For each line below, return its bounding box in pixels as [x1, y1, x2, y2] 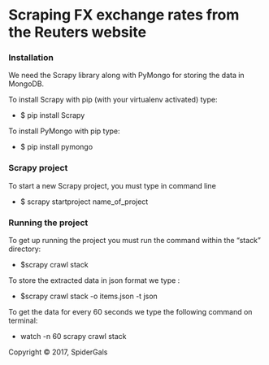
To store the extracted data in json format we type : [8, 276, 180, 285]
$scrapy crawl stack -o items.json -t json [20, 291, 158, 302]
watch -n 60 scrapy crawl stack [20, 332, 127, 341]
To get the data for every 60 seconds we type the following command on [8, 307, 253, 317]
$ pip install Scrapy [20, 111, 85, 120]
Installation [8, 52, 54, 63]
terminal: [8, 315, 38, 326]
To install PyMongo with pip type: [8, 126, 120, 136]
